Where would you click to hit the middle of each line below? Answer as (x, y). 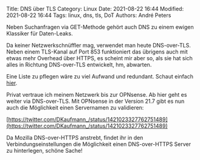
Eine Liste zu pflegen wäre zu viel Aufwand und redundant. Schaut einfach (100, 76)
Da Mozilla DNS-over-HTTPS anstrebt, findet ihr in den (75, 137)
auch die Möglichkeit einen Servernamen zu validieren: (75, 108)
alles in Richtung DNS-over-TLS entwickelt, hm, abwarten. (79, 64)
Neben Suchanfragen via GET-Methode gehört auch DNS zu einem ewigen (100, 27)
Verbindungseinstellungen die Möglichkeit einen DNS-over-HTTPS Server (99, 144)
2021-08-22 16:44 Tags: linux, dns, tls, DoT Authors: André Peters (89, 15)
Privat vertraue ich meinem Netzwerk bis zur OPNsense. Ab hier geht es (97, 95)
